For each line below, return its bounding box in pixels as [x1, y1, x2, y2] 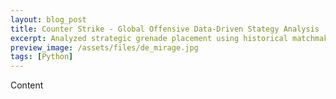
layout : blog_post [10, 14, 87, 25]
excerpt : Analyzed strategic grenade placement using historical [10, 33, 288, 43]
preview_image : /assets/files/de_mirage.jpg [10, 42, 199, 53]
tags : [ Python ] [10, 52, 74, 62]
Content [10, 79, 44, 91]
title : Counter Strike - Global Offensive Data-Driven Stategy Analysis [10, 24, 320, 34]
